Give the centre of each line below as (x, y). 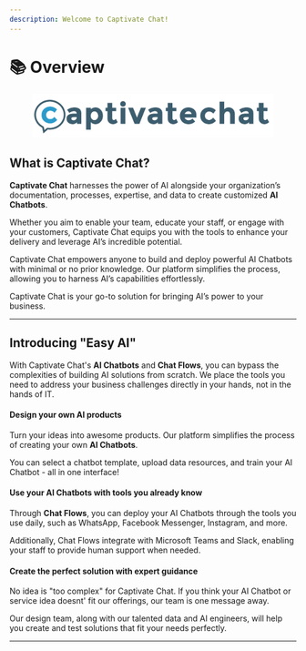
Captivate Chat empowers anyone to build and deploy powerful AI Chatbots (151, 259)
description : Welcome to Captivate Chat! (89, 19)
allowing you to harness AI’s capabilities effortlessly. (107, 279)
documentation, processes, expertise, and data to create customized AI (144, 195)
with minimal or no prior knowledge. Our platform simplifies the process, (145, 269)
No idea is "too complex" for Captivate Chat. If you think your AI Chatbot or (150, 591)
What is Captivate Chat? (80, 163)
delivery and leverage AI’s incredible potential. (96, 241)
